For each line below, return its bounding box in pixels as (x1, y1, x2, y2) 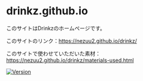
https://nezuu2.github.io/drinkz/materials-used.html (6, 57, 134, 64)
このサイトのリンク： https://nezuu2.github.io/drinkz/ (6, 37, 138, 44)
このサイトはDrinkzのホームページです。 (6, 24, 106, 32)
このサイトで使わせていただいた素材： (6, 49, 101, 57)
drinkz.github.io (6, 4, 89, 18)
